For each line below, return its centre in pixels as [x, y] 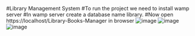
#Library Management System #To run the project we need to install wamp [98, 8]
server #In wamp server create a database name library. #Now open [90, 15]
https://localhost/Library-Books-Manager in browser [70, 21]
